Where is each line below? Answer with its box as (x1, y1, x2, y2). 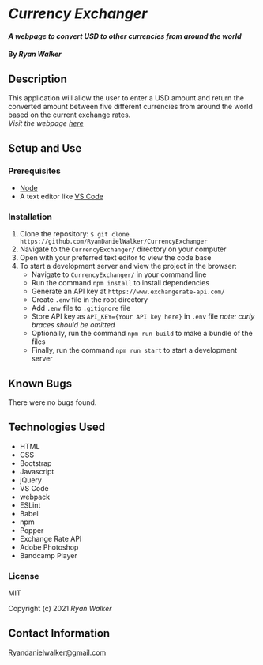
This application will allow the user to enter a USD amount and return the (8, 93, 245, 103)
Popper (19, 525, 44, 535)
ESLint (19, 500, 41, 510)
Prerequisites (8, 165, 61, 176)
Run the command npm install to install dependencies (31, 278, 210, 288)
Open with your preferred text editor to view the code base (19, 253, 212, 263)
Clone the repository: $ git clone (19, 229, 130, 239)
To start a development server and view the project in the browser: (19, 262, 237, 271)
